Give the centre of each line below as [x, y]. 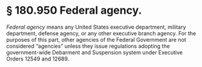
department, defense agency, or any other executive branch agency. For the [101, 33]
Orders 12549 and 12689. [38, 59]
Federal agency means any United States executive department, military [96, 27]
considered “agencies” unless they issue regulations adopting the [88, 46]
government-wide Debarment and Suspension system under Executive [95, 52]
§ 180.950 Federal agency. [74, 10]
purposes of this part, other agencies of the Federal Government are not [96, 39]
